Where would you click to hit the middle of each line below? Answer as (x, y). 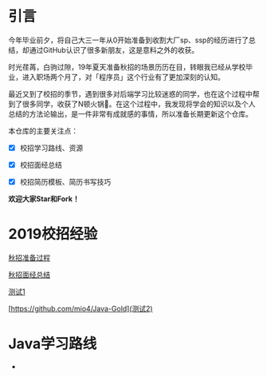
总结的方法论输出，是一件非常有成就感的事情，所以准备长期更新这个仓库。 (130, 113)
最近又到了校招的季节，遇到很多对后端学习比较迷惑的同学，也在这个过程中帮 (134, 93)
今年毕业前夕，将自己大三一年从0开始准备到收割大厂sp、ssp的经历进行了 (129, 40)
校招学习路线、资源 (51, 148)
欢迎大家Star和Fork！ (44, 199)
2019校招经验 (53, 234)
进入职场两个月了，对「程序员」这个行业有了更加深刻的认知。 (123, 77)
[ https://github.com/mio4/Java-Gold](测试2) (80, 309)
